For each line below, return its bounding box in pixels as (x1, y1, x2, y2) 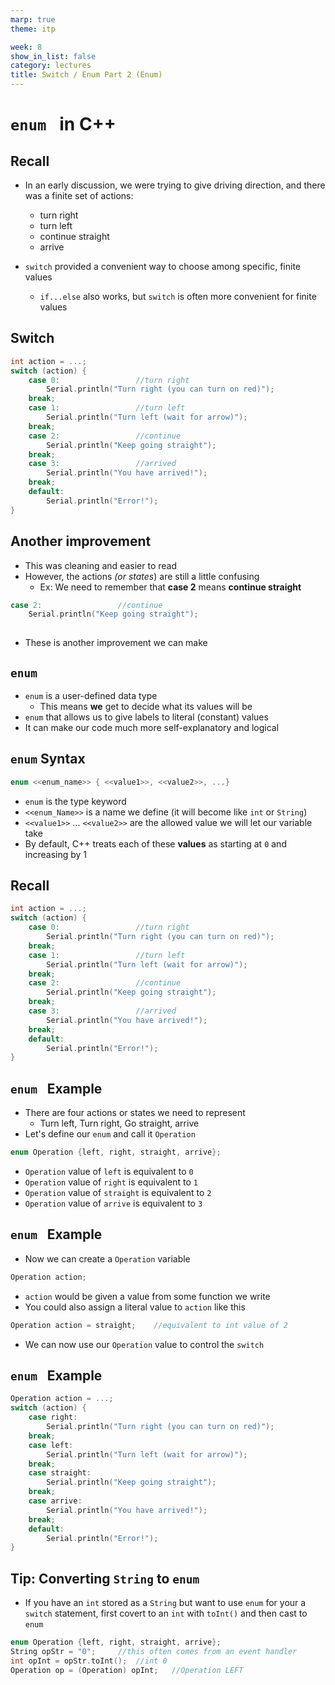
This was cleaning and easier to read (24, 559, 177, 571)
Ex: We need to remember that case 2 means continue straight (39, 581, 302, 593)
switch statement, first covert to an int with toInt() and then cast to (24, 1607, 308, 1620)
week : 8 (10, 42, 43, 52)
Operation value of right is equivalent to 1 (24, 1176, 198, 1188)
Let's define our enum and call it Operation (24, 1128, 196, 1140)
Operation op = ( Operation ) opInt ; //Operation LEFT (10, 1665, 244, 1675)
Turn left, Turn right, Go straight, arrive (39, 1117, 200, 1130)
